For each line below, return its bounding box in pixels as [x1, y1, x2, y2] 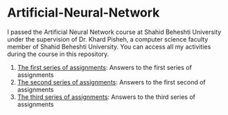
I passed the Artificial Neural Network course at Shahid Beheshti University [7, 28, 222, 36]
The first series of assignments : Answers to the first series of [17, 63, 192, 71]
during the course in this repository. [7, 50, 109, 58]
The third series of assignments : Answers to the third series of [17, 92, 195, 101]
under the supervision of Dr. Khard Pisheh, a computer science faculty [7, 35, 209, 43]
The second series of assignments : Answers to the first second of [17, 78, 206, 86]
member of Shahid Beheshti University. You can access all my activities [7, 42, 211, 51]
